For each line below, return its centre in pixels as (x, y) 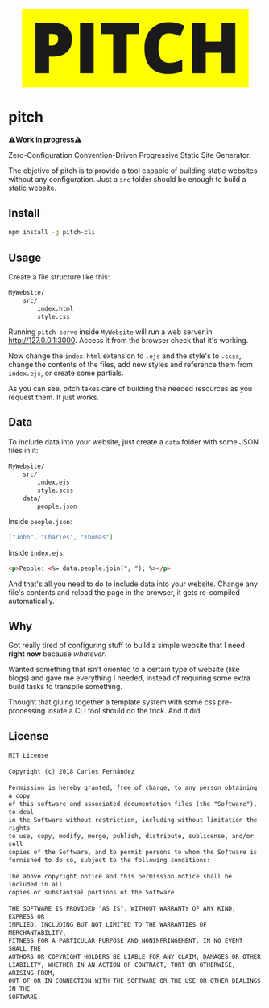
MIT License (28, 756)
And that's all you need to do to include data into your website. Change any (133, 584)
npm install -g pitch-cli (52, 233)
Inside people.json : (40, 521)
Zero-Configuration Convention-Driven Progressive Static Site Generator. (130, 155)
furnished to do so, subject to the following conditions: (110, 861)
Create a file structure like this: (59, 277)
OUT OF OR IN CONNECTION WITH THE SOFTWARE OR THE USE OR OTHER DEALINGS (135, 981)
